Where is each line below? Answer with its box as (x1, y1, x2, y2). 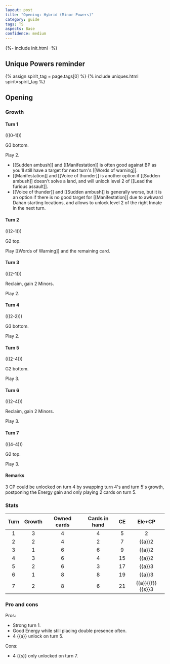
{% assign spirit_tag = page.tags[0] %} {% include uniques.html (5, 73, 139, 79)
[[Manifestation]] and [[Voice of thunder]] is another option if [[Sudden (12, 173, 160, 179)
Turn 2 (5, 216, 19, 223)
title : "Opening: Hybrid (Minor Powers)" (5, 12, 94, 17)
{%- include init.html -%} (5, 45, 58, 51)
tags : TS (5, 21, 24, 27)
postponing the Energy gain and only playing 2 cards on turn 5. (5, 489, 137, 495)
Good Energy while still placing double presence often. (12, 628, 127, 634)
